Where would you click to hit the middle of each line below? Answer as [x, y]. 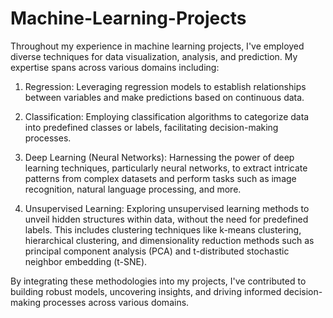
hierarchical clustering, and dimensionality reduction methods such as [169, 240]
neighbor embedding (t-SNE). [86, 261]
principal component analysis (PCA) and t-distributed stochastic [157, 251]
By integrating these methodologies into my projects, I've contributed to [158, 281]
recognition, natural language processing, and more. [133, 189]
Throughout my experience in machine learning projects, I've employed [157, 46]
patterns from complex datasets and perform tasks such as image [160, 178]
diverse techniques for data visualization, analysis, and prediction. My [154, 56]
